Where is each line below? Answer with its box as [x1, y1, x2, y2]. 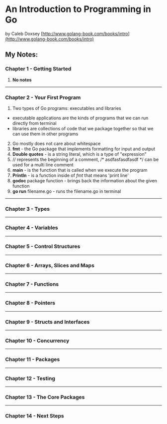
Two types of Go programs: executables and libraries [12, 105, 121, 111]
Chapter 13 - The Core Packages [5, 394, 85, 401]
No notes [12, 76, 32, 83]
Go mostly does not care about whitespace [12, 140, 101, 146]
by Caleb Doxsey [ [5, 30, 43, 36]
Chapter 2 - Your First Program [5, 94, 81, 101]
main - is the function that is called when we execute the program [12, 167, 148, 173]
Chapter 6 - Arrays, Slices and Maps [5, 262, 94, 269]
